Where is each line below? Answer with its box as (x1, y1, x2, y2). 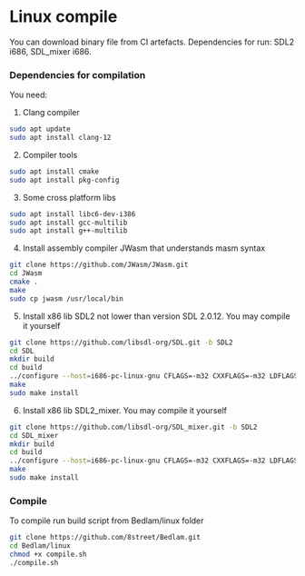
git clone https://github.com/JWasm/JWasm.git (9, 261, 189, 270)
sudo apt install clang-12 (9, 134, 112, 143)
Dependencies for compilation (9, 68, 146, 81)
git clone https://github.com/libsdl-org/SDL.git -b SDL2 (9, 338, 233, 347)
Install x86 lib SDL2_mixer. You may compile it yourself (22, 404, 228, 415)
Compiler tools (22, 149, 78, 160)
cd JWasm (9, 269, 43, 278)
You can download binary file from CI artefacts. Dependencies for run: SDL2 (9, 36, 295, 47)
